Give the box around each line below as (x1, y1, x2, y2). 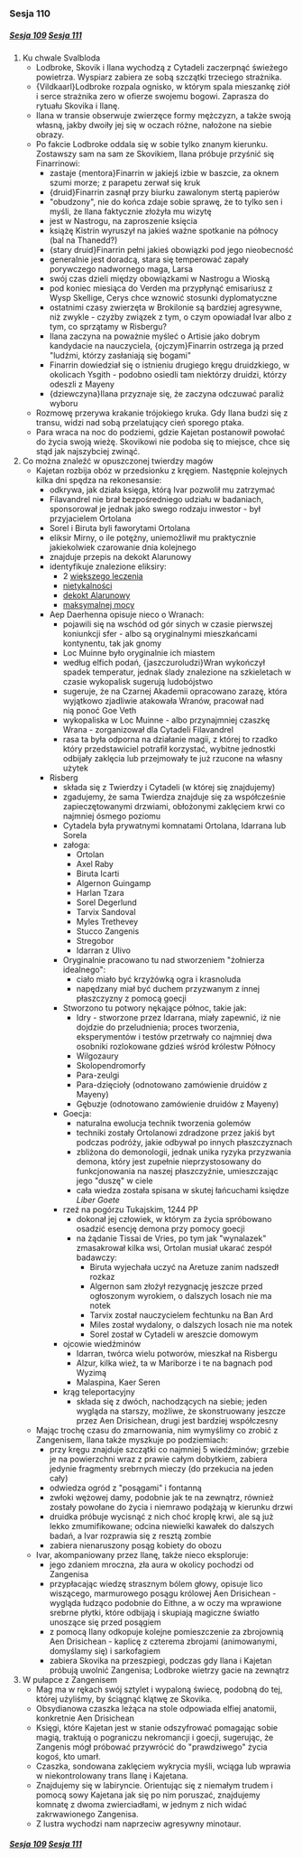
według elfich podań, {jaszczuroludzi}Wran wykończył (62, 657, 266, 668)
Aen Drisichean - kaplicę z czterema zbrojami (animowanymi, (49, 1636, 278, 1647)
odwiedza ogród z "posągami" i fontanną (49, 1482, 203, 1493)
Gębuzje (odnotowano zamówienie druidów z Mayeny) (76, 1098, 279, 1109)
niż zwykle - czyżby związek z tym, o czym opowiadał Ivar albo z (49, 311, 293, 322)
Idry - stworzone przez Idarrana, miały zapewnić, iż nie (76, 1012, 281, 1022)
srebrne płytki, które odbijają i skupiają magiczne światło (49, 1607, 260, 1618)
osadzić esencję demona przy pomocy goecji (76, 1223, 245, 1234)
